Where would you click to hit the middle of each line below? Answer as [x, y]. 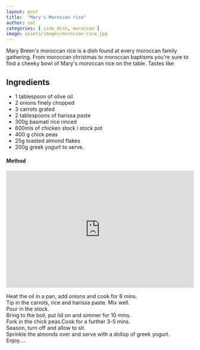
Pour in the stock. [28, 309]
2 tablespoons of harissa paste [53, 115]
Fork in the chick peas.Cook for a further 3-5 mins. [68, 321]
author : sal [21, 23]
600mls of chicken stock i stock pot [59, 128]
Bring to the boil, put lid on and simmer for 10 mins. [68, 315]
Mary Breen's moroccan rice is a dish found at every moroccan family [92, 51]
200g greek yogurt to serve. [49, 147]
